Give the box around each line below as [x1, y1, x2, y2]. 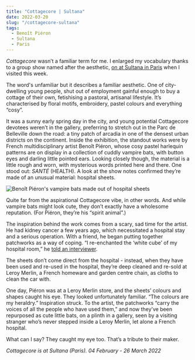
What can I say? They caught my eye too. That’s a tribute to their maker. [6, 335, 180, 342]
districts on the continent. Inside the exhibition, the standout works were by [6, 136, 188, 143]
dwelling [6, 88, 26, 95]
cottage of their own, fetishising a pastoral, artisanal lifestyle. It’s [6, 93, 162, 100]
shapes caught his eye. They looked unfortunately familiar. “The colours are [6, 293, 189, 300]
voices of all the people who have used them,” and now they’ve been [6, 305, 173, 312]
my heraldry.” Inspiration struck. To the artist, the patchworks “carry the [6, 299, 180, 306]
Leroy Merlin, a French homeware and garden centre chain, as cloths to [6, 269, 179, 276]
